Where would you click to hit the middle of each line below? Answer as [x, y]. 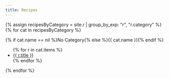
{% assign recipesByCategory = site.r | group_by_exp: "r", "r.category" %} [84, 24]
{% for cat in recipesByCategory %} [43, 30]
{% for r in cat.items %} [38, 49]
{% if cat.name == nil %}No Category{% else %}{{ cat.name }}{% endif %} [84, 40]
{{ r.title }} [23, 55]
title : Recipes [22, 10]
